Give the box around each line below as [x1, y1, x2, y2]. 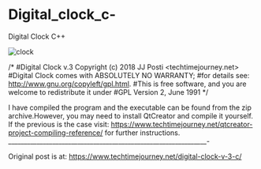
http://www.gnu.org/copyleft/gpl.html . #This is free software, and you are [8, 79, 247, 88]
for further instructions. [104, 128, 181, 137]
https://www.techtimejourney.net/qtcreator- [110, 119, 253, 129]
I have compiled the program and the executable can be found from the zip [8, 103, 252, 112]
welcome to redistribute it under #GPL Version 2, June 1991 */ [8, 87, 209, 96]
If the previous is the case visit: [8, 119, 110, 129]
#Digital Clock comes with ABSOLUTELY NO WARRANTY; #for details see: [8, 70, 250, 80]
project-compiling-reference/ [8, 128, 103, 137]
